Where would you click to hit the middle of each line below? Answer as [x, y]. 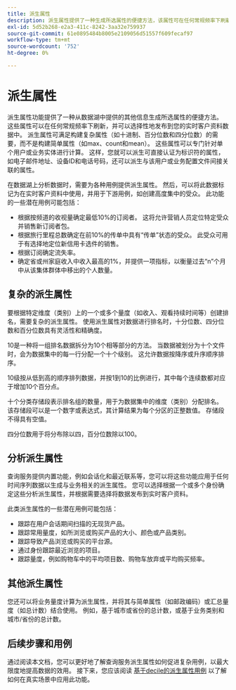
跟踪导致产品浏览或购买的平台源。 [67, 542]
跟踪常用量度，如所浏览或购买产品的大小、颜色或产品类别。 [104, 532]
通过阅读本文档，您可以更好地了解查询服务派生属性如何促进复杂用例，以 [112, 662]
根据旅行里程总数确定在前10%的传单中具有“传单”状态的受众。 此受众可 [120, 235]
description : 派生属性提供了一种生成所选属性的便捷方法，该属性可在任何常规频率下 [114, 20]
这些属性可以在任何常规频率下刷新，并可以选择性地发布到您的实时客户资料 [115, 126]
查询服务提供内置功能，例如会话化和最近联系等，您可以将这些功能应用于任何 [118, 476]
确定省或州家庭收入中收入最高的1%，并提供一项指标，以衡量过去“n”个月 [122, 261]
